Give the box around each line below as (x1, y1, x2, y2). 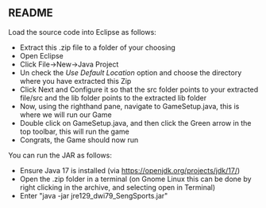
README (8, 6, 53, 20)
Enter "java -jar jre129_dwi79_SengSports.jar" (19, 191, 168, 200)
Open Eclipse (19, 51, 64, 60)
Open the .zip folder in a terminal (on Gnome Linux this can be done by (19, 174, 252, 183)
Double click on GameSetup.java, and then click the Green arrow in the (19, 118, 252, 127)
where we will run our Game (19, 110, 113, 119)
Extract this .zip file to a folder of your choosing (19, 43, 176, 52)
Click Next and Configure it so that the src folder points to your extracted (19, 85, 259, 94)
